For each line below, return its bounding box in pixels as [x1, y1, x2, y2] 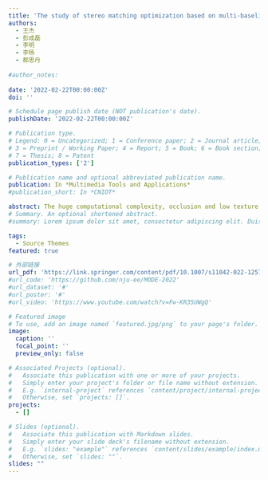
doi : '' [8, 93, 34, 101]
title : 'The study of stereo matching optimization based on [8, 11, 216, 20]
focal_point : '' [15, 342, 69, 351]
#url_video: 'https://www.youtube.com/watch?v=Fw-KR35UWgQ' [8, 298, 213, 306]
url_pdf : [8, 269, 37, 277]
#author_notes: [8, 71, 59, 79]
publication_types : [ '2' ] [8, 159, 94, 167]
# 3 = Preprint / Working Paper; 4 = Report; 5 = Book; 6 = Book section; [8, 144, 262, 152]
